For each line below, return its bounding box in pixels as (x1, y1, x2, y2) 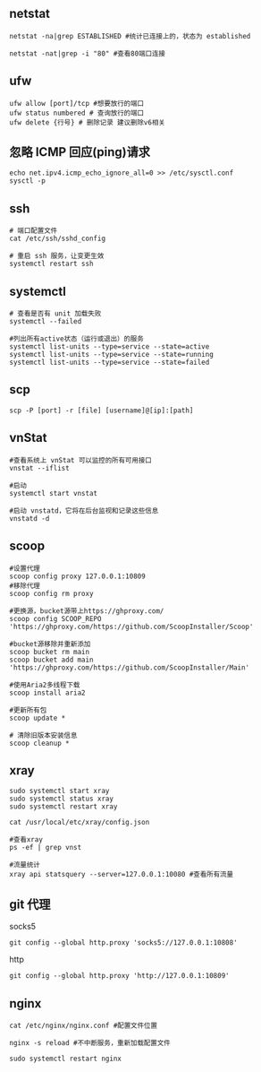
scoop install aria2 (9, 688, 87, 697)
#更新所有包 (9, 705, 47, 714)
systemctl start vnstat (9, 488, 98, 497)
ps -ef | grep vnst (9, 843, 82, 852)
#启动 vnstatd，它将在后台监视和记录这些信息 (9, 506, 159, 515)
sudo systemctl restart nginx (9, 1054, 122, 1063)
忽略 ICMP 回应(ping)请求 (9, 144, 150, 160)
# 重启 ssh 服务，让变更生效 (9, 252, 105, 261)
